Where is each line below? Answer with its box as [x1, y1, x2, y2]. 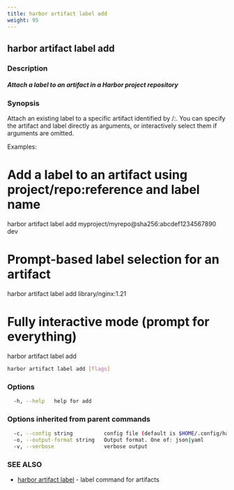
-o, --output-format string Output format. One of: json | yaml [13, 437, 204, 444]
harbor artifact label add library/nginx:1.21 [7, 290, 127, 298]
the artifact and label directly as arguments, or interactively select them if [7, 121, 217, 130]
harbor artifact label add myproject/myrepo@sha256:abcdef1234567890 [7, 220, 217, 228]
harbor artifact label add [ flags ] [7, 365, 111, 372]
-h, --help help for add [13, 398, 92, 405]
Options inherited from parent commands [7, 414, 151, 424]
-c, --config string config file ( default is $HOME [13, 430, 195, 437]
